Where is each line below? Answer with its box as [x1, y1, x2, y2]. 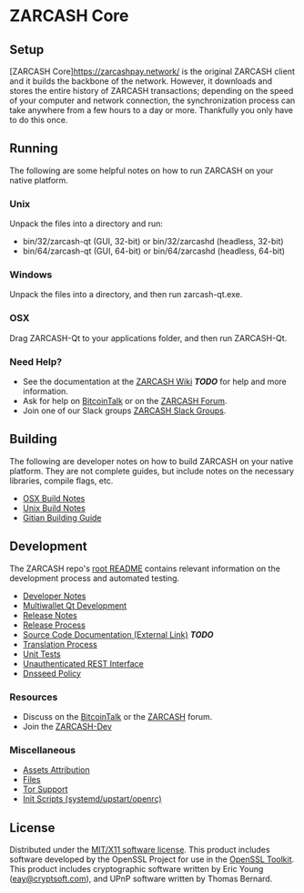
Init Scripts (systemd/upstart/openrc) [22, 794, 162, 805]
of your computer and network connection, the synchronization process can [9, 95, 296, 106]
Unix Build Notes [22, 503, 86, 514]
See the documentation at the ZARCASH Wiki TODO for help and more [22, 376, 287, 387]
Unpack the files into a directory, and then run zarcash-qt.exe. [9, 289, 243, 300]
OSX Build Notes [22, 493, 86, 504]
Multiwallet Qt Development [22, 599, 127, 611]
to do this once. [9, 115, 68, 125]
